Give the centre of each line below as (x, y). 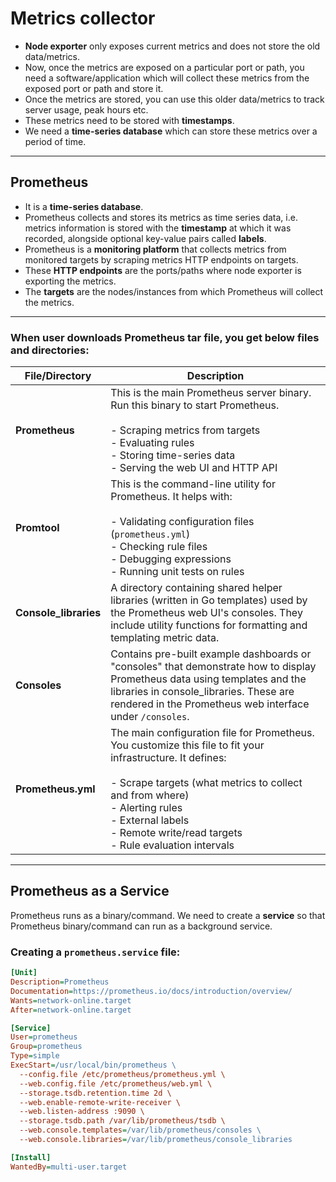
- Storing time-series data (173, 455)
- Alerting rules (146, 808)
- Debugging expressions (171, 559)
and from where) (150, 795)
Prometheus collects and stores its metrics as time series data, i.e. (161, 217)
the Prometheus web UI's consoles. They (206, 613)
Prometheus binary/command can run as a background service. (141, 926)
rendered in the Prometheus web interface (210, 704)
